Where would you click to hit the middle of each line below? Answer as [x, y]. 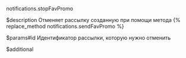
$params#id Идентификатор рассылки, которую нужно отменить [88, 38]
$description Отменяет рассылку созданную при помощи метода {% [93, 20]
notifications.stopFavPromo [40, 9]
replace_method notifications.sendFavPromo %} [65, 26]
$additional [20, 49]
